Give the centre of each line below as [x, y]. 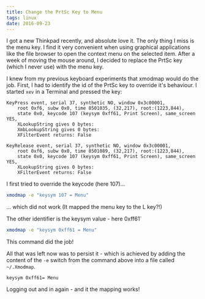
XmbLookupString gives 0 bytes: [58, 130]
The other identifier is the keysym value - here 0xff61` [74, 219]
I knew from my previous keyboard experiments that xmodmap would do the [102, 79]
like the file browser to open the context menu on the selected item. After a [101, 54]
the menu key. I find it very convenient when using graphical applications [99, 47]
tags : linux [21, 18]
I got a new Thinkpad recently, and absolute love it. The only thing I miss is [100, 41]
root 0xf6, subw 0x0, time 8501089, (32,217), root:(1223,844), [101, 151]
